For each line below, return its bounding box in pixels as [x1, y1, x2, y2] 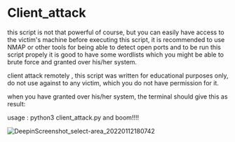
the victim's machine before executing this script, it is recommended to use [7, 35, 225, 43]
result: [7, 99, 26, 108]
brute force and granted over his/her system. [7, 57, 137, 66]
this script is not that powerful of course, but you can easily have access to [7, 28, 224, 36]
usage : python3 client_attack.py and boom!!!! [7, 113, 139, 122]
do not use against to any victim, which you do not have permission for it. [7, 78, 219, 87]
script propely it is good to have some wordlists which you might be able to [7, 50, 224, 59]
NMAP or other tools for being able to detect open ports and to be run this [7, 43, 221, 51]
